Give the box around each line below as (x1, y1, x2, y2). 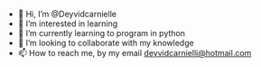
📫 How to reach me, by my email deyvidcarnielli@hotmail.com (17, 48, 252, 58)
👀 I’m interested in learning (17, 18, 118, 29)
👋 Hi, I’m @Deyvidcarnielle (17, 9, 117, 19)
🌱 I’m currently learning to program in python (17, 28, 186, 38)
